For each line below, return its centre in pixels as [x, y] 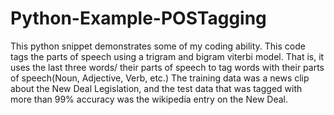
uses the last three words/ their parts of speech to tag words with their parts [167, 67]
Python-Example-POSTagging [138, 18]
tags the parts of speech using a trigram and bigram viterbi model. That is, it [167, 56]
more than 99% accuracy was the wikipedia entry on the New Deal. [149, 99]
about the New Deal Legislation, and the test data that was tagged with [156, 88]
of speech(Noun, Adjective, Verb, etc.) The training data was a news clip [160, 78]
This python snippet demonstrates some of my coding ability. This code [158, 46]
